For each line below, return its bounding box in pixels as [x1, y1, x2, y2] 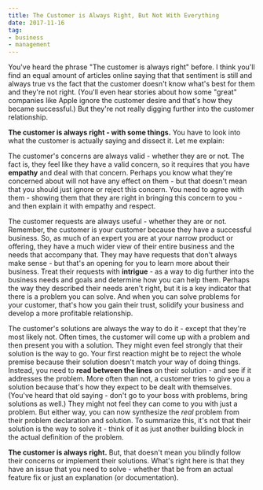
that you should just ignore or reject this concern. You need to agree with [8, 185, 245, 194]
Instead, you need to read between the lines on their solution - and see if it [8, 366, 252, 375]
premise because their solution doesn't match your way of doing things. [8, 357, 241, 367]
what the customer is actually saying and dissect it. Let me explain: [8, 136, 225, 146]
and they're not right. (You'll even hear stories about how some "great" [8, 87, 237, 97]
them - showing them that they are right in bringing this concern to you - [8, 193, 243, 203]
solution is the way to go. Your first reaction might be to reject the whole [8, 349, 242, 359]
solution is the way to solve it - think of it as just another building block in [8, 424, 244, 433]
